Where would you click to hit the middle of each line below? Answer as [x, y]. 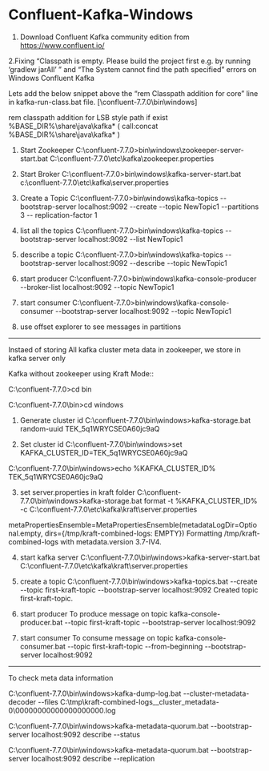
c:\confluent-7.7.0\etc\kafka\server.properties [94, 183]
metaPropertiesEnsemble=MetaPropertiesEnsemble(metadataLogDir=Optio [133, 524]
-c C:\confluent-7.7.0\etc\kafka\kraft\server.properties [108, 509]
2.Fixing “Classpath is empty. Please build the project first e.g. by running [129, 61]
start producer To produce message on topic [94, 613]
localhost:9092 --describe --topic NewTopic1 [153, 263]
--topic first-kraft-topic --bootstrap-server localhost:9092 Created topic [139, 589]
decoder [22, 701]
